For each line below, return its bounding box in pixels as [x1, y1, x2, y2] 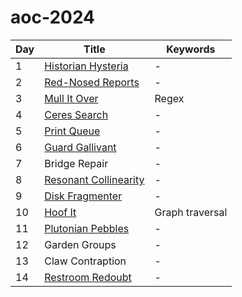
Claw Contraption [44, 254, 127, 268]
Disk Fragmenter [44, 189, 123, 203]
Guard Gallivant [44, 140, 117, 154]
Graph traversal [154, 205, 228, 219]
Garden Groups [44, 237, 117, 251]
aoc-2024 [10, 6, 96, 29]
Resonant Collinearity [44, 172, 145, 186]
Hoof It [44, 205, 77, 219]
